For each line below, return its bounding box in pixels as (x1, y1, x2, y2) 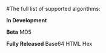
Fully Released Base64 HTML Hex (6, 40, 93, 47)
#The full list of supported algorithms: (6, 5, 101, 12)
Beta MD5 (6, 28, 31, 36)
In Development (6, 17, 47, 23)
